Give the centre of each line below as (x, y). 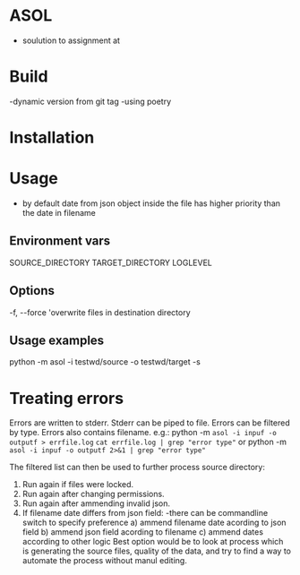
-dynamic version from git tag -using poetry (90, 101)
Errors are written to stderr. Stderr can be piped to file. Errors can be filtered (150, 423)
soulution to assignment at (71, 40)
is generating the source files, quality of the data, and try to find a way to (156, 551)
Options (32, 291)
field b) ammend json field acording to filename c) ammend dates (143, 532)
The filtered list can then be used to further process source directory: (137, 468)
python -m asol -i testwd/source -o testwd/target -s (105, 362)
